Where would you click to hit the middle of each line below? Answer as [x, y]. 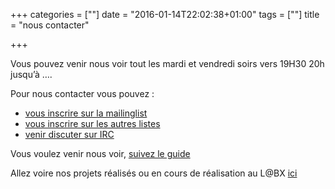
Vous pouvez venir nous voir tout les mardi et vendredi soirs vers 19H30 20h [167, 63]
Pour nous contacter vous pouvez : [82, 93]
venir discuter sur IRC [69, 134]
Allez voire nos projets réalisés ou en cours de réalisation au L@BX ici [154, 173]
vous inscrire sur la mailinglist [86, 113]
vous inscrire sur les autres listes [92, 123]
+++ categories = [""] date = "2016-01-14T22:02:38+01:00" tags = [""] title [165, 14]
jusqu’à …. [31, 74]
